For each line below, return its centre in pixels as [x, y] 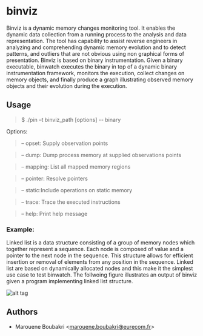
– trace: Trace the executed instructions [71, 202]
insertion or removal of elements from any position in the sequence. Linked [100, 262]
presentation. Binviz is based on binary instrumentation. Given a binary [95, 60]
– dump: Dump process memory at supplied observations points [101, 155]
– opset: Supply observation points [65, 143]
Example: [20, 229]
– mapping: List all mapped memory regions [76, 166]
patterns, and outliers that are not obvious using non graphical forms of [95, 53]
